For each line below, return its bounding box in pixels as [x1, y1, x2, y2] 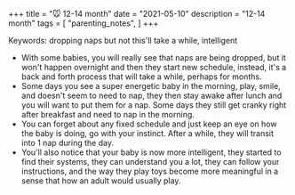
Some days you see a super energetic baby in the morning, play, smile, [20, 81, 281, 91]
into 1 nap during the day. [20, 138, 115, 148]
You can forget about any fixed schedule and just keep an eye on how [20, 118, 277, 129]
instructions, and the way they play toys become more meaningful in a [20, 166, 279, 176]
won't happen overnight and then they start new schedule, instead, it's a [20, 62, 287, 72]
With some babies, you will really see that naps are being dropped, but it [20, 53, 286, 62]
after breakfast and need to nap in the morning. [20, 110, 195, 119]
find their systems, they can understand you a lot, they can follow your [20, 157, 280, 167]
